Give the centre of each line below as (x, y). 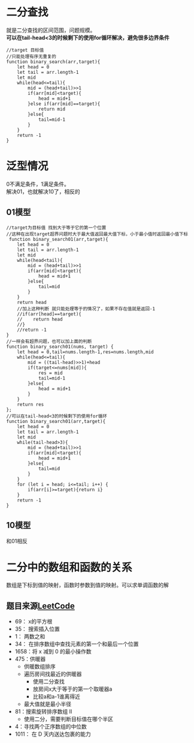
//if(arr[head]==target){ (49, 314)
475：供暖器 (30, 659)
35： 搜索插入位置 (37, 629)
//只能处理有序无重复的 (31, 56)
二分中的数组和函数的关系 (69, 567)
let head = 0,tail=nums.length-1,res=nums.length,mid (85, 352)
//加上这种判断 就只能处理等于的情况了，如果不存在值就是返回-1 (86, 309)
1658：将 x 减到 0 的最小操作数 (53, 652)
